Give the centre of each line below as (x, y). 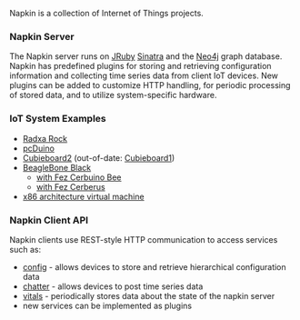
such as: (25, 249)
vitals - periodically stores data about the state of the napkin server (149, 295)
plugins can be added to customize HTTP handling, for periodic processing (150, 85)
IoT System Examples (58, 119)
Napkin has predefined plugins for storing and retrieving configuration (140, 66)
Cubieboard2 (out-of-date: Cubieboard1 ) (99, 157)
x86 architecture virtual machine (83, 196)
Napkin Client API (49, 220)
